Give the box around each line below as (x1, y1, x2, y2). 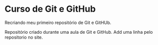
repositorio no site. (4, 34, 43, 40)
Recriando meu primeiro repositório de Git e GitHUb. (4, 20, 111, 25)
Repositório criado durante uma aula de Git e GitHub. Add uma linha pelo (4, 29, 153, 35)
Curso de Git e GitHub (4, 3, 96, 15)
